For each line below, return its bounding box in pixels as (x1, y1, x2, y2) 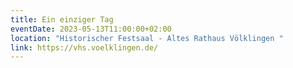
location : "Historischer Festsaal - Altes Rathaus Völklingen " (10, 33, 284, 43)
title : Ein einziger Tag (10, 14, 114, 25)
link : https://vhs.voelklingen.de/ (10, 42, 159, 53)
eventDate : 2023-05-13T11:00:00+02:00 (10, 24, 172, 34)
